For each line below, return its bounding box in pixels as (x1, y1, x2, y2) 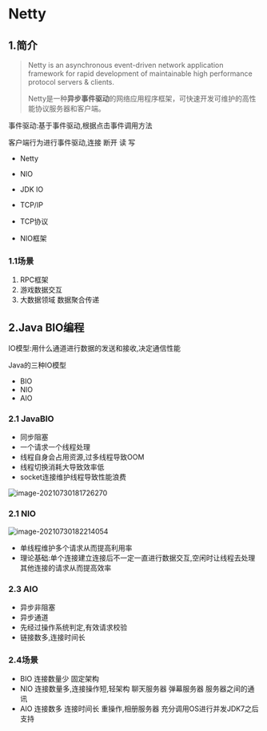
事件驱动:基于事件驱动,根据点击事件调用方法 (8, 121, 153, 130)
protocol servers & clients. (27, 77, 114, 86)
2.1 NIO (8, 508, 36, 519)
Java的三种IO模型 (8, 360, 66, 370)
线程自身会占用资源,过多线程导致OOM (19, 452, 145, 462)
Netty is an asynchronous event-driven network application (27, 61, 224, 70)
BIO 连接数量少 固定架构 (19, 674, 100, 684)
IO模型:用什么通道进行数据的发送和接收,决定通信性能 (8, 344, 181, 353)
